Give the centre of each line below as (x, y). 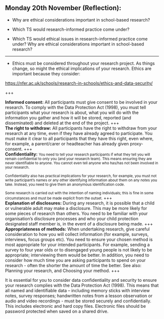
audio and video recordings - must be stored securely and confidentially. (78, 301)
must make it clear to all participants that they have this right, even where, (79, 138)
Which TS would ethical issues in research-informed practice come (80, 39)
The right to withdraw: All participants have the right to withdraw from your (81, 128)
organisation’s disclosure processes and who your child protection (72, 218)
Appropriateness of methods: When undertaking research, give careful (77, 229)
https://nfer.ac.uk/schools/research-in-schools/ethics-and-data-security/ (79, 83)
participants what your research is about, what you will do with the (72, 113)
